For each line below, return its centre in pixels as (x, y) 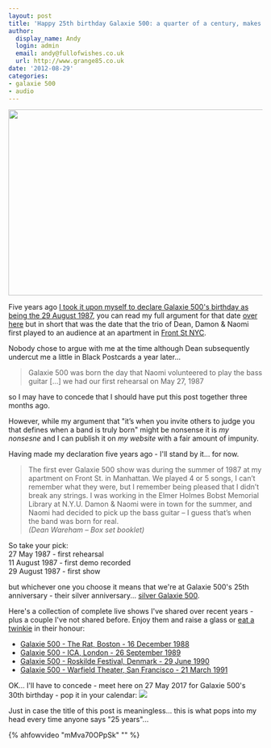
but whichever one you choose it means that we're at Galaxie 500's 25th (129, 587)
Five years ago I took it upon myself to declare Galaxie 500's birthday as (129, 307)
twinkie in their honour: (47, 628)
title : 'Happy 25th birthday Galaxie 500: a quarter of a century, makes (135, 23)
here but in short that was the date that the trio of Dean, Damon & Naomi (129, 324)
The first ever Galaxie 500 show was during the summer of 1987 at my (145, 470)
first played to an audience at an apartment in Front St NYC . (108, 333)
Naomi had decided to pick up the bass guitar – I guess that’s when (140, 513)
